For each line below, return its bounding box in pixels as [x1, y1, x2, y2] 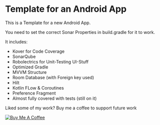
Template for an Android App [5, 3, 127, 15]
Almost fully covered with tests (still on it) [12, 95, 97, 101]
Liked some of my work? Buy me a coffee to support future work [5, 105, 137, 111]
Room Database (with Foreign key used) [12, 74, 94, 80]
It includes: [5, 38, 28, 45]
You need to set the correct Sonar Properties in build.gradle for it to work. [5, 29, 155, 35]
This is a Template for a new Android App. [5, 20, 91, 26]
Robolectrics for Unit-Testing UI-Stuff [12, 59, 89, 64]
